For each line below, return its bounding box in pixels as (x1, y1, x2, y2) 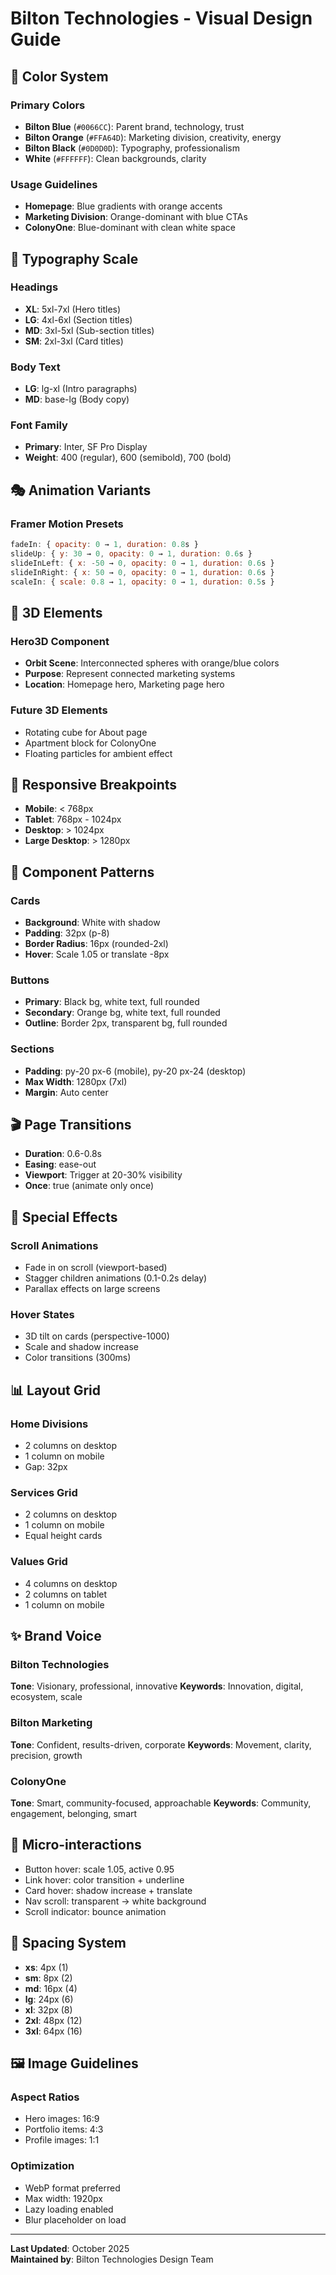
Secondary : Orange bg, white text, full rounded (24, 1007, 221, 1019)
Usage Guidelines (10, 177, 98, 191)
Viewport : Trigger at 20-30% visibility (24, 1169, 183, 1181)
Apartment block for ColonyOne (24, 737, 157, 749)
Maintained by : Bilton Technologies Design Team (10, 2253, 214, 2265)
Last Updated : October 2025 (10, 2242, 130, 2254)
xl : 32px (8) (24, 2003, 73, 2016)
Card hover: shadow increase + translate (24, 1884, 193, 1896)
